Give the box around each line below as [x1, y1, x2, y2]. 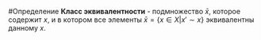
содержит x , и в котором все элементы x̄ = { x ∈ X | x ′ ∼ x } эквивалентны [8, 15, 255, 24]
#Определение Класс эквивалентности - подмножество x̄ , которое [8, 7, 240, 16]
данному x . [8, 24, 46, 32]
